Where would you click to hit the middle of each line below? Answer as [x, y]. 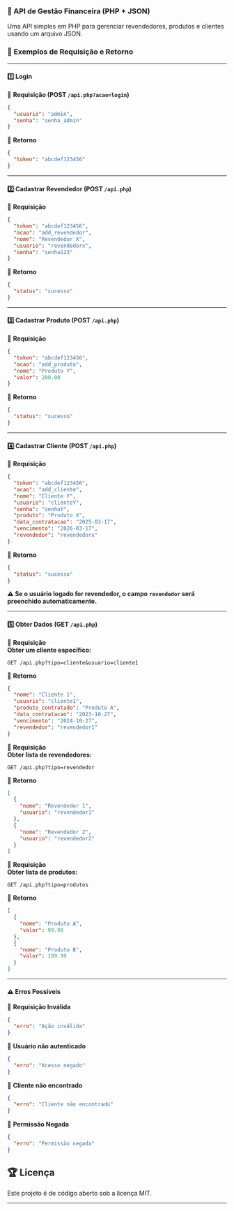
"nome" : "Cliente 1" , [45, 695]
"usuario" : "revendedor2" [57, 838]
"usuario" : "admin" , [43, 114]
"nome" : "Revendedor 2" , [56, 832]
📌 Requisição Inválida [39, 1007]
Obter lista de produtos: [42, 872]
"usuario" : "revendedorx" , [53, 246]
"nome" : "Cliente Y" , [45, 496]
